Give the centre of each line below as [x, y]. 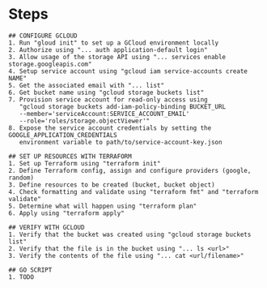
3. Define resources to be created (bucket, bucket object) [112, 185]
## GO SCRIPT [30, 270]
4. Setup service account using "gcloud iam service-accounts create [128, 71]
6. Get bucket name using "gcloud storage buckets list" [106, 92]
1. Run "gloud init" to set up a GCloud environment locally [114, 43]
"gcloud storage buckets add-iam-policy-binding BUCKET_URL [123, 106]
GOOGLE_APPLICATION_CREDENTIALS [63, 135]
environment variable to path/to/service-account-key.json [121, 142]
